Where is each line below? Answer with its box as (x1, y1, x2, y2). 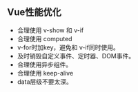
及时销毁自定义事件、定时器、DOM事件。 (17, 51, 135, 60)
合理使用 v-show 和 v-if (17, 26, 84, 34)
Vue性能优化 (7, 6, 62, 19)
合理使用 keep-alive (17, 69, 74, 77)
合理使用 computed (17, 34, 72, 43)
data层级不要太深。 (17, 78, 72, 86)
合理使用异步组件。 (17, 60, 72, 69)
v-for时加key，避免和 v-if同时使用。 (17, 43, 119, 51)
